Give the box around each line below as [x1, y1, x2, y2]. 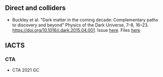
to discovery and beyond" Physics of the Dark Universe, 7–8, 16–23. [12, 22, 149, 28]
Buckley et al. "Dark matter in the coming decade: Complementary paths [12, 17, 159, 22]
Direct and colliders [5, 4, 66, 12]
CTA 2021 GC [12, 67, 40, 73]
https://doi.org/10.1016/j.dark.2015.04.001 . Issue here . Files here [12, 27, 141, 33]
